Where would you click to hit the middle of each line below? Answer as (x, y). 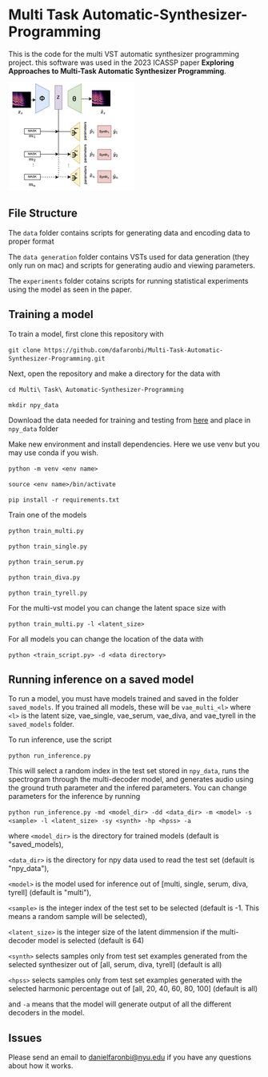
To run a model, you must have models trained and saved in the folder (124, 699)
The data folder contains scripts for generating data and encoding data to (129, 232)
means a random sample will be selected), (78, 917)
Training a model (51, 315)
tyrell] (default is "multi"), (50, 893)
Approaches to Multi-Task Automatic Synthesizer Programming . (117, 71)
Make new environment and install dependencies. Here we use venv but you (134, 444)
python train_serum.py (46, 562)
